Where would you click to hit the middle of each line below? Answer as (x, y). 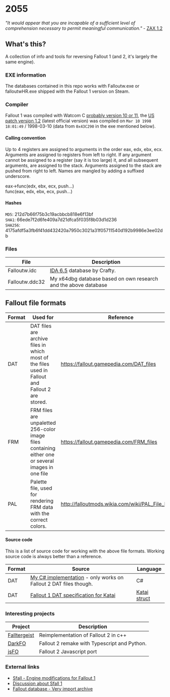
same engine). (20, 62)
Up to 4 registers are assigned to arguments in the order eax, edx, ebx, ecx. (84, 149)
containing (43, 448)
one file (39, 473)
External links (22, 667)
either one (42, 454)
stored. (38, 402)
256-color (43, 429)
